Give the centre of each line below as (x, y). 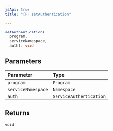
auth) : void (22, 46)
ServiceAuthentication (79, 96)
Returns (18, 113)
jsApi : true (17, 10)
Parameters (23, 61)
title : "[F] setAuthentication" (38, 14)
